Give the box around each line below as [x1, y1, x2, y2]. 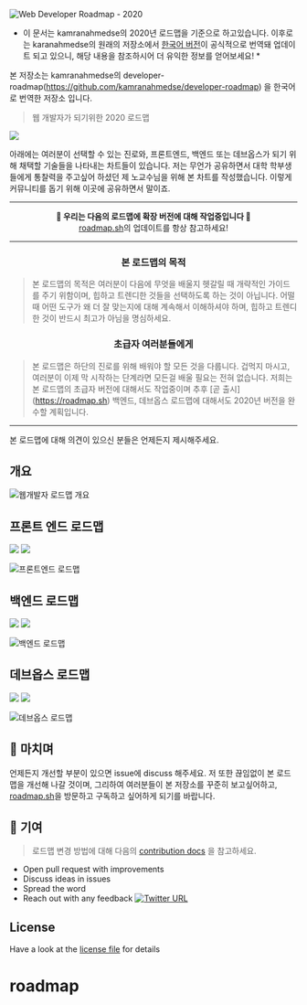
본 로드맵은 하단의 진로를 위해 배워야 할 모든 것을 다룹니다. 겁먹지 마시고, [31, 360, 291, 371]
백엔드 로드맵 [9, 593, 79, 608]
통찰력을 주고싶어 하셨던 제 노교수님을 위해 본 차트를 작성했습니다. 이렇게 [33, 172, 292, 182]
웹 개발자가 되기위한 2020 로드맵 [31, 112, 150, 123]
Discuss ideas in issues [22, 873, 111, 884]
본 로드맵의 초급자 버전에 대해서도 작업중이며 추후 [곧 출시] [31, 383, 240, 394]
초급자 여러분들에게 [113, 338, 194, 351]
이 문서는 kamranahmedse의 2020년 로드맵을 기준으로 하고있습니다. [22, 27, 270, 38]
